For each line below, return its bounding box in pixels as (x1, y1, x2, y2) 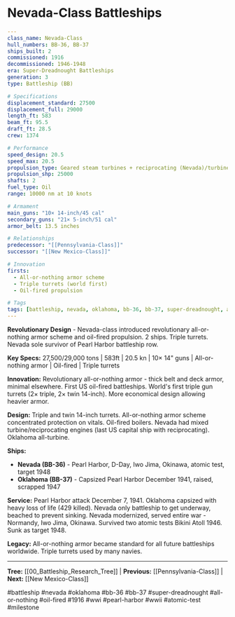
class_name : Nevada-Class (7, 34, 83, 41)
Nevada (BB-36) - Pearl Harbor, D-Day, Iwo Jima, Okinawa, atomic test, (17, 461, 225, 469)
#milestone (7, 603, 40, 611)
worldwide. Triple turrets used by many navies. (7, 547, 143, 555)
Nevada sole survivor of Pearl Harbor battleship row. (7, 340, 159, 348)
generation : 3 (7, 74, 49, 81)
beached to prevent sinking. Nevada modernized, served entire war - (7, 511, 206, 520)
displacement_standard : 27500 (7, 100, 96, 107)
